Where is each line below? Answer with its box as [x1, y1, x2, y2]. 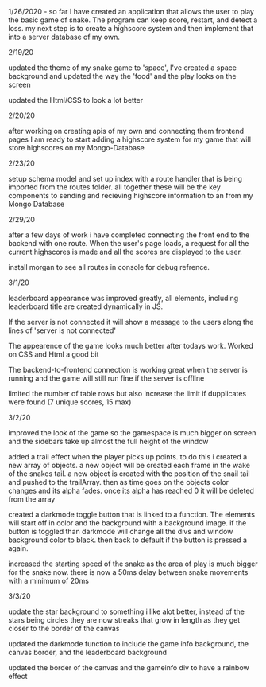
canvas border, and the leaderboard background [8, 648, 168, 657]
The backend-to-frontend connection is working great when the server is [8, 365, 248, 374]
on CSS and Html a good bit [8, 349, 99, 359]
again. [8, 544, 29, 552]
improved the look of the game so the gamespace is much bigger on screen [8, 428, 256, 437]
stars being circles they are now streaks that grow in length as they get [8, 615, 241, 624]
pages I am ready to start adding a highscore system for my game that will [8, 135, 252, 144]
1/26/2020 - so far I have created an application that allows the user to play [8, 7, 254, 16]
